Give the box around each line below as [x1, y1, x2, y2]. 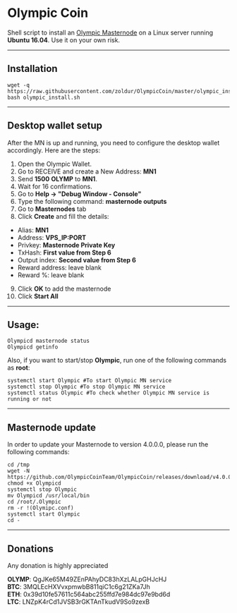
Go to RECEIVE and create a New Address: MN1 [17, 167, 157, 176]
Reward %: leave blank [17, 270, 85, 279]
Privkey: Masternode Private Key [17, 241, 116, 249]
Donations [7, 542, 54, 554]
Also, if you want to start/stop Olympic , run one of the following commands [7, 356, 227, 365]
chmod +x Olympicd [7, 480, 61, 487]
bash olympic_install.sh [7, 94, 80, 101]
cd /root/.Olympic [7, 499, 61, 506]
